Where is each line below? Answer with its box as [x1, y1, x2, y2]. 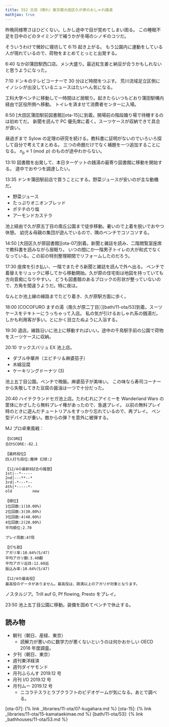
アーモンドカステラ [12, 213, 52, 219]
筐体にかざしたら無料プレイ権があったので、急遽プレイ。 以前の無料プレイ [5, 402, 161, 408]
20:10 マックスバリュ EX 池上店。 [5, 345, 75, 351]
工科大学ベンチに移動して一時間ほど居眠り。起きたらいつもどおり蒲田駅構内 [5, 94, 164, 101]
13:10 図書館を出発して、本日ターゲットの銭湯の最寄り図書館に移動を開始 [5, 160, 158, 166]
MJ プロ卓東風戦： [5, 425, 44, 431]
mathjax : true [5, 12, 35, 17]
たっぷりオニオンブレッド [12, 200, 66, 206]
